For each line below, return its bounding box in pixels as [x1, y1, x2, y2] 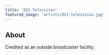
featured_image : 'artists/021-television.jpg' [5, 12, 105, 17]
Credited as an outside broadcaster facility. [5, 44, 95, 50]
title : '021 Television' [5, 7, 58, 13]
